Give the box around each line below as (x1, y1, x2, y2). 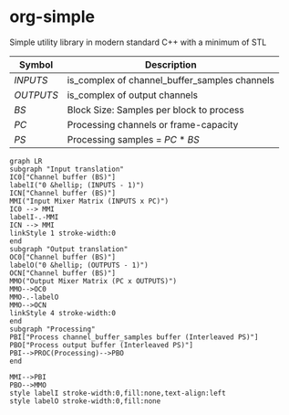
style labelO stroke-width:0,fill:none (9, 396, 161, 406)
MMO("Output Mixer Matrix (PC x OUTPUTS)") (9, 276, 178, 285)
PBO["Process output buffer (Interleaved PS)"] (9, 340, 194, 349)
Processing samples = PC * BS (67, 133, 201, 145)
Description (144, 58, 198, 70)
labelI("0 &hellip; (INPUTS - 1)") (9, 180, 145, 189)
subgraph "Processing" (9, 325, 96, 334)
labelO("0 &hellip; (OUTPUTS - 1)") (9, 261, 149, 270)
